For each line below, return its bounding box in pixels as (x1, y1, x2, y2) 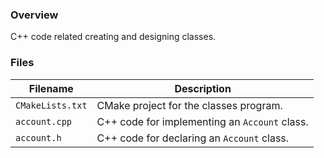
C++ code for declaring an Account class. (96, 131, 290, 145)
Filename (28, 81, 74, 95)
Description (174, 81, 232, 95)
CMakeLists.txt (15, 99, 88, 111)
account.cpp (15, 116, 73, 127)
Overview (10, 8, 59, 22)
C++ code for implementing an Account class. (96, 114, 309, 128)
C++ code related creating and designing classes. (10, 31, 217, 43)
